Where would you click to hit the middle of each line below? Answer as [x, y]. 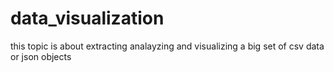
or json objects [41, 56]
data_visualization [87, 18]
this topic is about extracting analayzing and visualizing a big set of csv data [167, 46]
